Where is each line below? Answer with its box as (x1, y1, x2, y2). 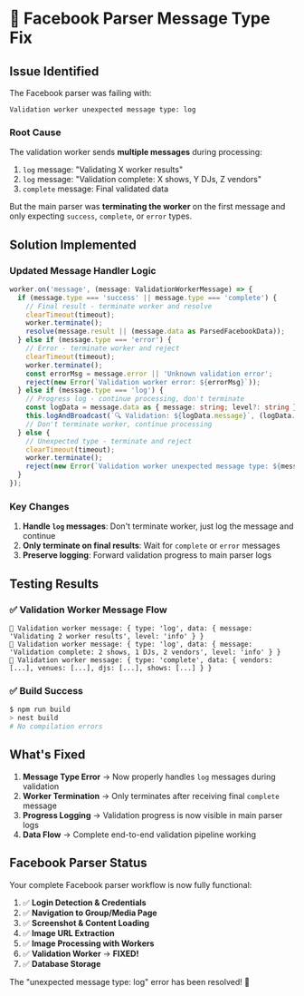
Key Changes (9, 500, 70, 513)
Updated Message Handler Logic (9, 264, 157, 277)
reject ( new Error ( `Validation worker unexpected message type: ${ (25, 462, 281, 471)
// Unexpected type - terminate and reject (25, 436, 193, 445)
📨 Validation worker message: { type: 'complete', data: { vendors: (9, 655, 273, 665)
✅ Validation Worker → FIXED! (22, 948, 139, 959)
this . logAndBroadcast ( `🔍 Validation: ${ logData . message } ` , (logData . (25, 412, 296, 421)
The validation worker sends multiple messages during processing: (9, 147, 262, 158)
